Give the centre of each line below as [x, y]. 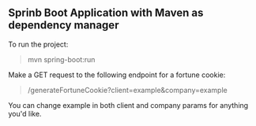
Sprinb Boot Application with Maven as [106, 13]
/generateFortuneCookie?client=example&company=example [127, 90]
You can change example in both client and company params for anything [128, 105]
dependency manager [64, 26]
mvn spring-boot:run [61, 59]
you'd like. [25, 113]
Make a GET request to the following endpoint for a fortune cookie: [117, 75]
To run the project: [38, 44]
